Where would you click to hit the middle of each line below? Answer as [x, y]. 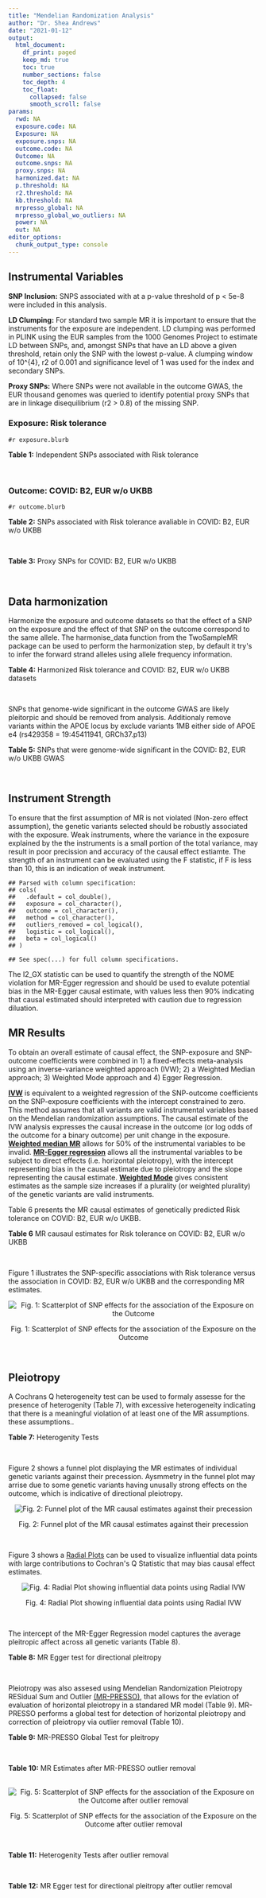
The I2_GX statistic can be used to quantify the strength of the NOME [121, 974]
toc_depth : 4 [44, 82]
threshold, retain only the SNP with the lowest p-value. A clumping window [131, 354]
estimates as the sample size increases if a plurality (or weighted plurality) [129, 1186]
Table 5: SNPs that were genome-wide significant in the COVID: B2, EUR [127, 750]
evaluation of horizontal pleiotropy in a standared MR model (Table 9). [122, 1705]
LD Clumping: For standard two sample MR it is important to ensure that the [132, 320]
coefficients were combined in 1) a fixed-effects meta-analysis [141, 1060]
